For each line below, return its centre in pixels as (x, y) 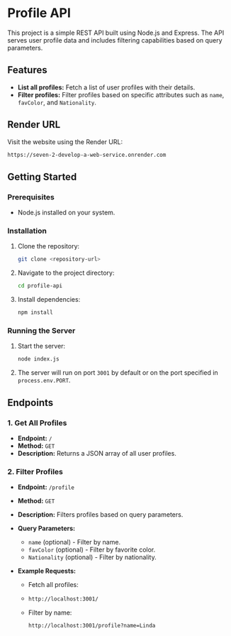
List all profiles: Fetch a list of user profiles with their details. (106, 87)
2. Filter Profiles (35, 471)
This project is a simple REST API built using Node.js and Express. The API (116, 33)
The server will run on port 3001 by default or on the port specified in (118, 373)
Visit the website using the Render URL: (65, 142)
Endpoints (30, 402)
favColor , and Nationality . (57, 102)
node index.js (38, 359)
